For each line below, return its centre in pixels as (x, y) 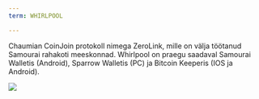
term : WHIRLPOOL (36, 16)
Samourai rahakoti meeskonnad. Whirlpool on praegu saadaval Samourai (129, 54)
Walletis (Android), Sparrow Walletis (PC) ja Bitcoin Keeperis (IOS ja (121, 63)
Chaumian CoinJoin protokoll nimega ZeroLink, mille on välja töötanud (125, 46)
